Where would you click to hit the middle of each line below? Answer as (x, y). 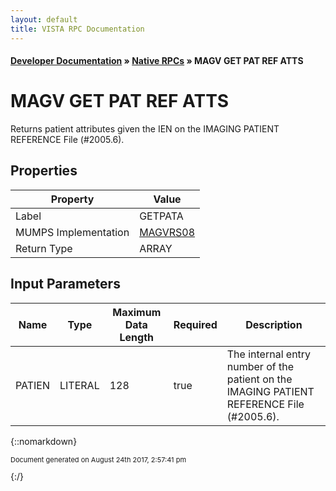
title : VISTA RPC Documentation (77, 29)
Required (195, 324)
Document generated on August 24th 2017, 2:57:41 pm (98, 459)
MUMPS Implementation (72, 232)
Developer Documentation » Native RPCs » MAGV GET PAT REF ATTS (157, 61)
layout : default (44, 19)
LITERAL (79, 385)
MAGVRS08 (167, 232)
